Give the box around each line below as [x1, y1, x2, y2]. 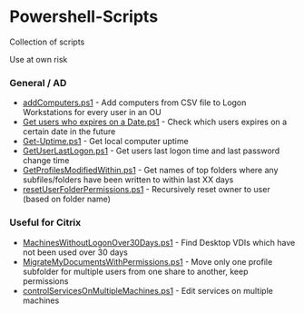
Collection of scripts [9, 36, 85, 47]
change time [22, 155, 70, 166]
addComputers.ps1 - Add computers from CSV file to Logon [22, 97, 247, 108]
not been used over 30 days [22, 247, 129, 258]
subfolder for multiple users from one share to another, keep [22, 266, 249, 277]
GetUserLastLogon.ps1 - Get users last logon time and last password [22, 145, 280, 156]
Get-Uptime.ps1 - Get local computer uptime [22, 136, 189, 147]
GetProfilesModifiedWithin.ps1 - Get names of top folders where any [22, 165, 279, 176]
